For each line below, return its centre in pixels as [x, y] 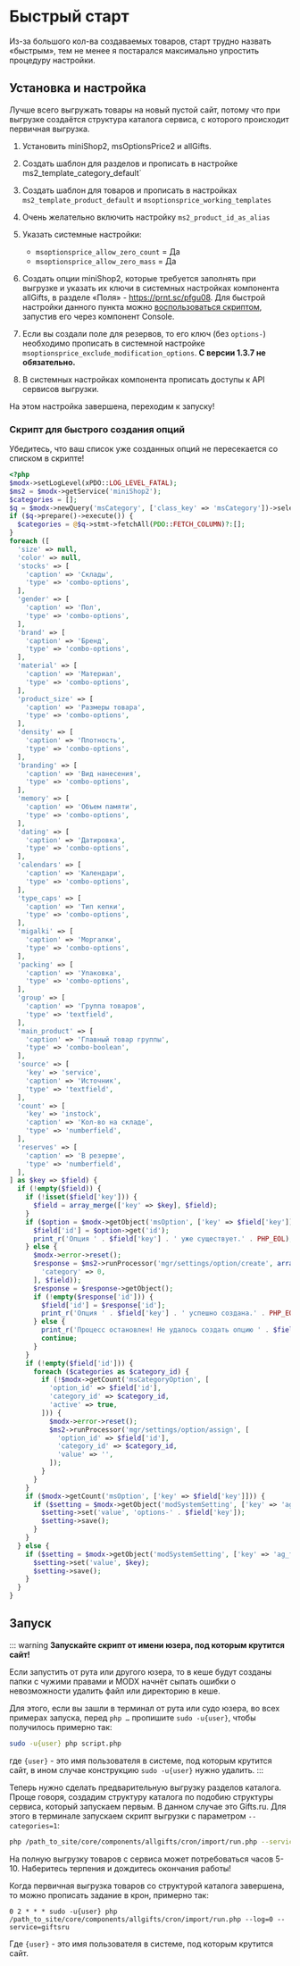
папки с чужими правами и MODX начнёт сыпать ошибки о [123, 1681]
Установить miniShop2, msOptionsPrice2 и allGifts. [117, 146]
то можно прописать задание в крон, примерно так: [109, 1895]
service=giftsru [39, 1927]
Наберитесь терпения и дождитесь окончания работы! [127, 1868]
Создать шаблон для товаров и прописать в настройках [129, 190]
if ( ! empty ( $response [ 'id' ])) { [93, 1297]
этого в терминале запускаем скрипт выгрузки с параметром [128, 1816]
